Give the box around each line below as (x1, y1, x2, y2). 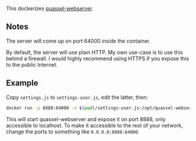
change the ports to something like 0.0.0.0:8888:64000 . (6, 128, 140, 135)
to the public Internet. (6, 61, 58, 68)
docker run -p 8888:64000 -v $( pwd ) (6, 105, 95, 111)
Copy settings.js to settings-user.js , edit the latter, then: (6, 94, 148, 101)
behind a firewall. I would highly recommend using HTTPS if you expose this (6, 55, 190, 62)
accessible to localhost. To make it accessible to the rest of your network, (6, 122, 183, 129)
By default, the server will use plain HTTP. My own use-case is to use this (6, 49, 183, 56)
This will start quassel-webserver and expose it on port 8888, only (6, 115, 166, 122)
